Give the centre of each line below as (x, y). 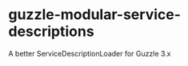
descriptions (51, 31)
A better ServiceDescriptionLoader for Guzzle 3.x (90, 53)
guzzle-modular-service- (95, 15)
